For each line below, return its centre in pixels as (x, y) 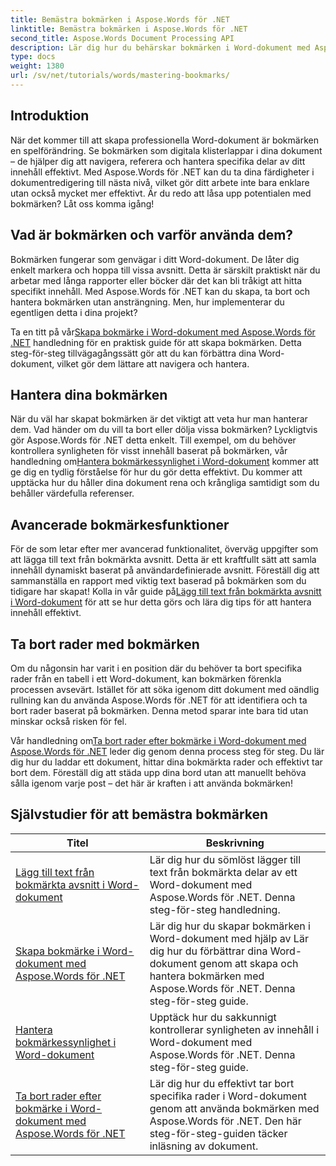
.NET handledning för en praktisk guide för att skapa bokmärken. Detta (156, 342)
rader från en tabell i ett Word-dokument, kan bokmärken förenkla (146, 678)
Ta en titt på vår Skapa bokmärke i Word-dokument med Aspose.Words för (163, 332)
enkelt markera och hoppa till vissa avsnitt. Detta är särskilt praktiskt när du (165, 270)
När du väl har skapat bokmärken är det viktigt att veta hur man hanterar (159, 419)
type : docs (33, 57)
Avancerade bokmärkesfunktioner (120, 524)
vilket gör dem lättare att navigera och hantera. (153, 363)
